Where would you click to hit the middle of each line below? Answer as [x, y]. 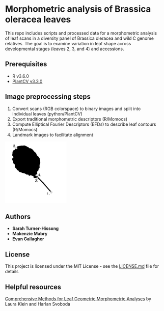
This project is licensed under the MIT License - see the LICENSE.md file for [82, 266]
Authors [18, 216]
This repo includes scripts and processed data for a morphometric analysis [81, 33]
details [12, 272]
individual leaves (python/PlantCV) [47, 113]
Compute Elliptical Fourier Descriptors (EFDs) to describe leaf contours [84, 124]
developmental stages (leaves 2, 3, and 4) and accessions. [65, 49]
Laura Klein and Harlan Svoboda [38, 304]
